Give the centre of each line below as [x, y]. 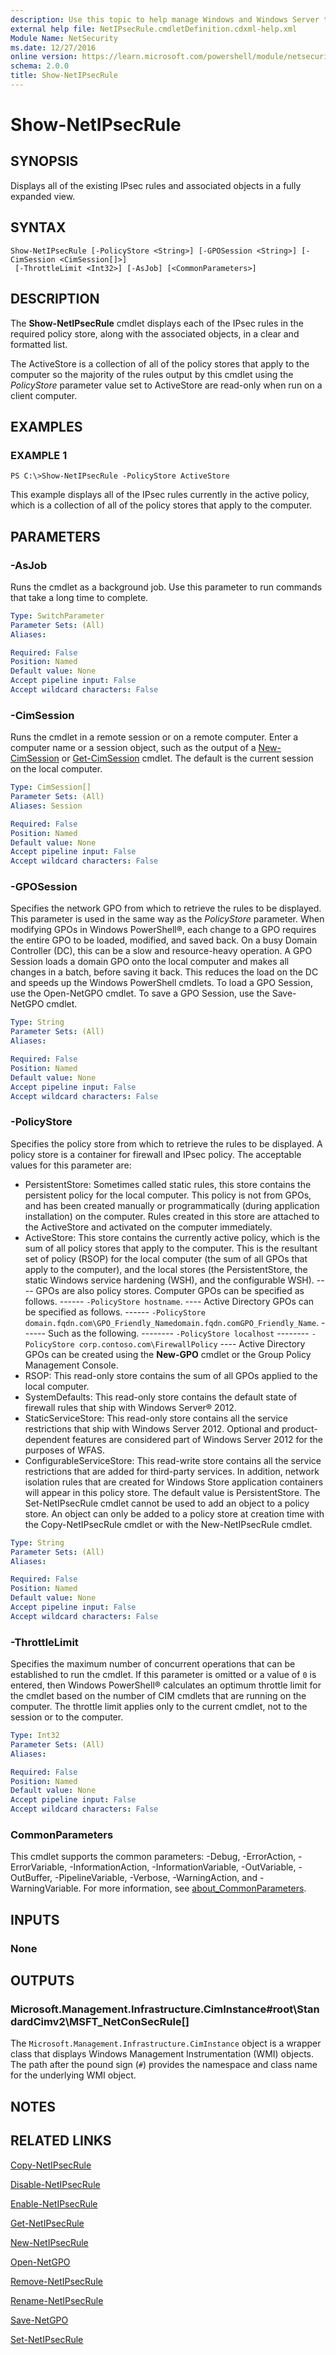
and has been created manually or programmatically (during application [172, 1205]
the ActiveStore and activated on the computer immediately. [148, 1227]
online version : [44, 57]
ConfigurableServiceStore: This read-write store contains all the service [173, 1460]
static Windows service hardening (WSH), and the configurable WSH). [169, 1280]
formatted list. [39, 344]
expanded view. [43, 196]
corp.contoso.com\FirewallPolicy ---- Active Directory [192, 1343]
